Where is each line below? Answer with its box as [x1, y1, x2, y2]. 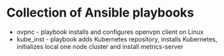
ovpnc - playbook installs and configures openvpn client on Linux [16, 28, 204, 36]
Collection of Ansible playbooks [6, 5, 195, 21]
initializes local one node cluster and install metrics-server [16, 42, 184, 50]
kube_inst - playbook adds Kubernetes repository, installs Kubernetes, [16, 35, 218, 43]
